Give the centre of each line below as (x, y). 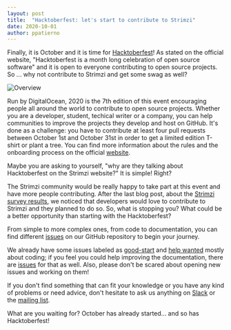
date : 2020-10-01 (32, 26)
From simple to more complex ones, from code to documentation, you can (112, 229)
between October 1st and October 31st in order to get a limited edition (106, 138)
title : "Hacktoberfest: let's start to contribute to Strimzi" (101, 20)
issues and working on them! (48, 272)
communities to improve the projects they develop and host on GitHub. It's (113, 123)
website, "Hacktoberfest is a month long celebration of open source (103, 60)
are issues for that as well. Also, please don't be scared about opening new (114, 265)
